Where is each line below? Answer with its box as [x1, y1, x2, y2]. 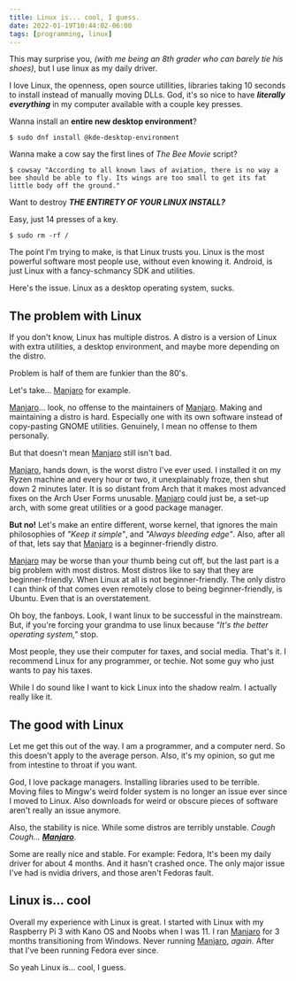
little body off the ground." [9, 182, 121, 190]
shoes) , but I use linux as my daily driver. [9, 63, 158, 73]
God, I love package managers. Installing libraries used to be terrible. [9, 776, 261, 787]
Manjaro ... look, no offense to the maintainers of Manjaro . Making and [9, 402, 263, 413]
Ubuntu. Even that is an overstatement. [9, 593, 151, 604]
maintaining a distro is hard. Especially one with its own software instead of [9, 412, 283, 422]
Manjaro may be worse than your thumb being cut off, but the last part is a [9, 555, 280, 567]
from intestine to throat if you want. [9, 760, 138, 770]
